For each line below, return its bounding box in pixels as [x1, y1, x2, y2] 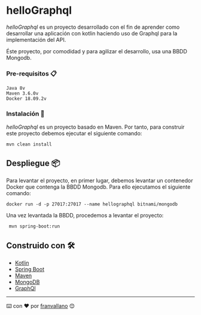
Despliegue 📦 [6, 158, 60, 168]
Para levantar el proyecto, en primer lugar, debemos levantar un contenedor [6, 177, 193, 184]
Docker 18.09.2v [6, 96, 47, 102]
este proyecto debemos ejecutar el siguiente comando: [6, 129, 142, 137]
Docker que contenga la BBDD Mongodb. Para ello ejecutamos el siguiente [6, 183, 191, 190]
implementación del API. [6, 36, 66, 43]
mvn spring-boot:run [8, 223, 60, 229]
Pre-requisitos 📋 [6, 69, 57, 78]
